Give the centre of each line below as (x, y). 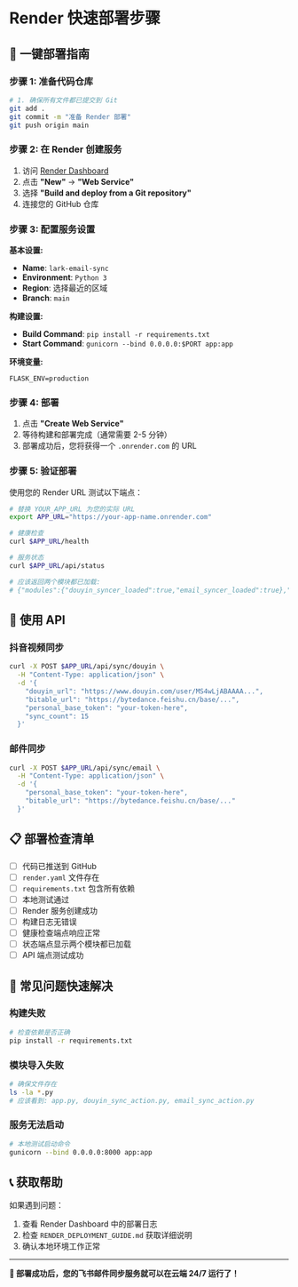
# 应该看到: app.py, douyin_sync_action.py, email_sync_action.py (132, 1100)
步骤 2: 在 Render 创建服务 (66, 149)
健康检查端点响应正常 (61, 932)
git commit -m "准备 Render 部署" (70, 116)
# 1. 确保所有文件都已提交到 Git (63, 100)
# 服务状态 (27, 558)
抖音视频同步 (37, 647)
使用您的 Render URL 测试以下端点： (76, 492)
